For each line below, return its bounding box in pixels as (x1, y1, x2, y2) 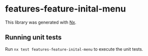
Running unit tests (5, 33, 62, 42)
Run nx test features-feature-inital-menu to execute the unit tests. (5, 46, 144, 52)
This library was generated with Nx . (5, 19, 76, 25)
